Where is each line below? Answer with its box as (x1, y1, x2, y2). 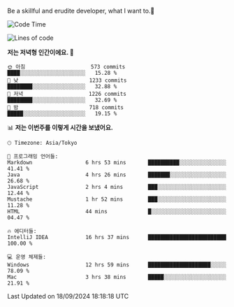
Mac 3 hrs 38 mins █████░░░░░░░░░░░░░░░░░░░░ (7, 273, 227, 280)
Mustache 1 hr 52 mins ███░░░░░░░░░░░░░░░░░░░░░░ (7, 196, 227, 203)
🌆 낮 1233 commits (7, 77, 127, 84)
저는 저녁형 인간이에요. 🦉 (7, 48, 75, 56)
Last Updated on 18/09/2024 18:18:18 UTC (7, 292, 129, 300)
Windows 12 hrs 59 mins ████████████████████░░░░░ (7, 262, 227, 269)
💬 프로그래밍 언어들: (7, 153, 59, 160)
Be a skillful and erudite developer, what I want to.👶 (7, 7, 155, 15)
